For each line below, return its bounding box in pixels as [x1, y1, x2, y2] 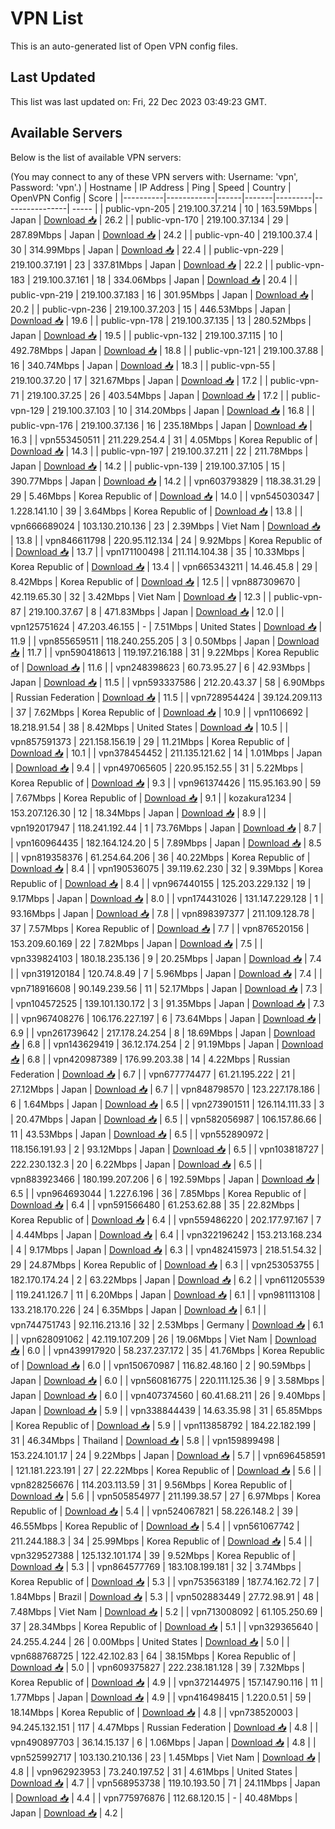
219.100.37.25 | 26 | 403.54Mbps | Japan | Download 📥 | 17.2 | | [26, 389, 290, 401]
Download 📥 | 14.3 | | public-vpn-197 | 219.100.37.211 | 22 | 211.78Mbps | [10, 445, 309, 457]
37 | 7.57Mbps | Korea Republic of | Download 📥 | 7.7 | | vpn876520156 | [10, 922, 310, 934]
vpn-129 [10, 404, 45, 416]
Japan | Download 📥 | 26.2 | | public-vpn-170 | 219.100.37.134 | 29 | [10, 213, 289, 226]
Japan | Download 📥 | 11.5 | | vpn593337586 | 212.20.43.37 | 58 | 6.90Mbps [10, 676, 325, 688]
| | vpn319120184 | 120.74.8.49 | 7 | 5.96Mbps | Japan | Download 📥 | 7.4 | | [10, 967, 323, 979]
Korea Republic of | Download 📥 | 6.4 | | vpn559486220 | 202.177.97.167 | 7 [10, 1213, 322, 1226]
